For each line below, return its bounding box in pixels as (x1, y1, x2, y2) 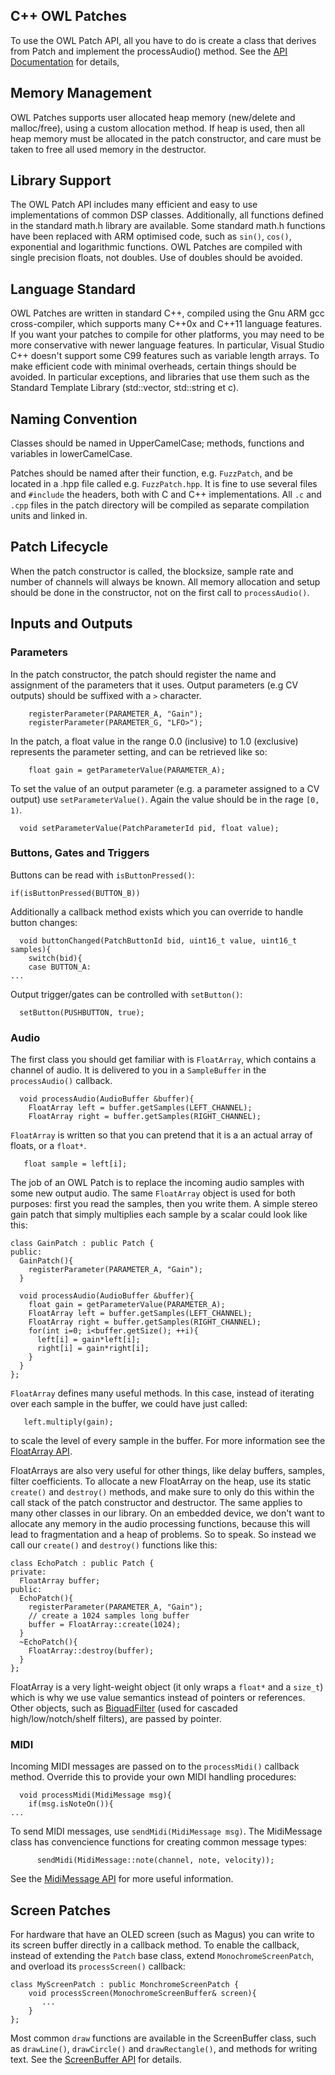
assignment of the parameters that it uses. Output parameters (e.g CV (10, 679, 299, 691)
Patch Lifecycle (10, 539, 109, 556)
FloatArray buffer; (19, 1576, 101, 1586)
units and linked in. (10, 510, 88, 522)
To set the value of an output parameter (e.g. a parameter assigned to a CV (10, 782, 320, 794)
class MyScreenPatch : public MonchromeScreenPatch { (10, 1980, 240, 1990)
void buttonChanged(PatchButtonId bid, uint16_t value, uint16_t (19, 935, 298, 946)
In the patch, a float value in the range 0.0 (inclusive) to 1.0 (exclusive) (10, 735, 299, 747)
